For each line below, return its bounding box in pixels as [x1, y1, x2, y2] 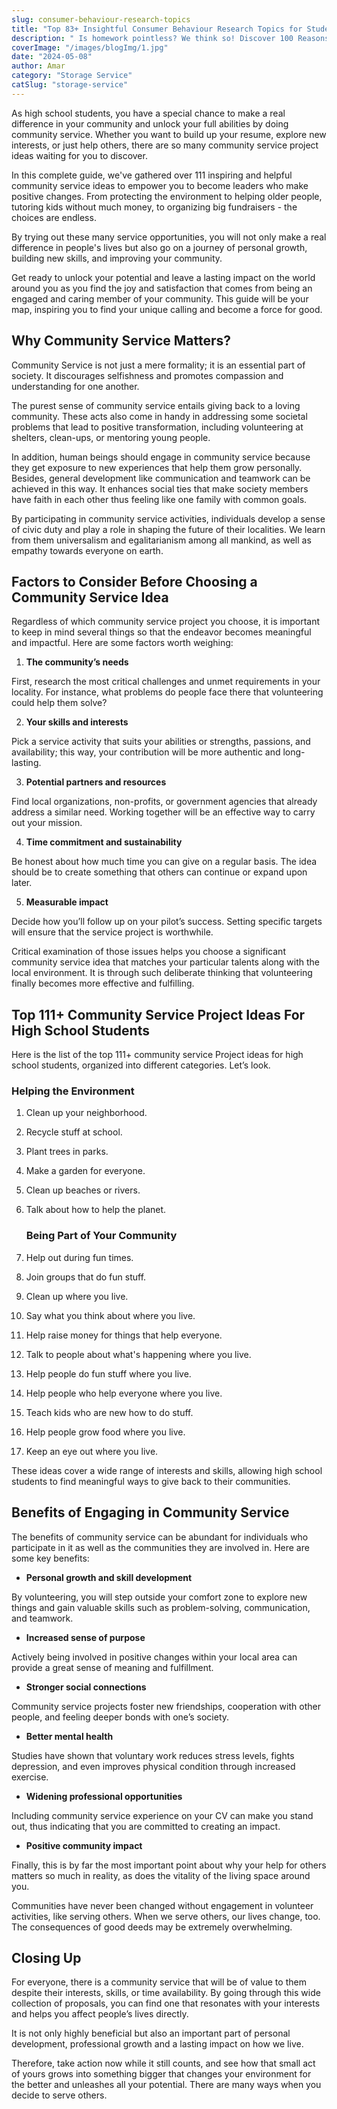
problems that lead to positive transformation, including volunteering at [11, 421, 304, 433]
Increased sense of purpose [25, 1631, 146, 1643]
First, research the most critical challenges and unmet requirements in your [11, 676, 321, 688]
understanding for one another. [11, 380, 140, 392]
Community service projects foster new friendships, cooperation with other [11, 1700, 321, 1712]
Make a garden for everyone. [25, 1165, 146, 1177]
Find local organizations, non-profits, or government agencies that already [11, 796, 318, 808]
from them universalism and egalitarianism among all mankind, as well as [11, 534, 312, 546]
